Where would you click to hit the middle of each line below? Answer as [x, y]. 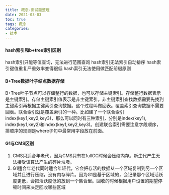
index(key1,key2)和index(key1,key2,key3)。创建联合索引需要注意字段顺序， [83, 124]
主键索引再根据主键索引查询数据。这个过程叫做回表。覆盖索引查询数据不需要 [84, 106]
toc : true [16, 19]
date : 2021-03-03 [23, 15]
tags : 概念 [16, 24]
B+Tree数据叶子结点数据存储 [35, 81]
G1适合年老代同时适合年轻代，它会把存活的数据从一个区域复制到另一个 [86, 168]
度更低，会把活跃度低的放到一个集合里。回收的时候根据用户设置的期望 [85, 181]
